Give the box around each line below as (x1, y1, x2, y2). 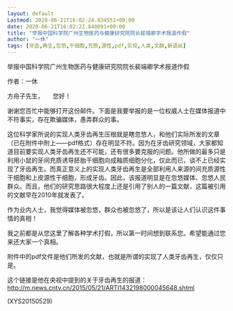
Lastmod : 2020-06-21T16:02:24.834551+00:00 (7, 17, 135, 24)
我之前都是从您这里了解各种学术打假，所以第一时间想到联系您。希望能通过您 (7, 229, 226, 237)
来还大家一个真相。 (7, 237, 62, 246)
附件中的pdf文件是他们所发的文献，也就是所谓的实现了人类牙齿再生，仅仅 (7, 253, 218, 260)
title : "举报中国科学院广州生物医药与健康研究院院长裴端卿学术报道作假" (7, 29, 191, 37)
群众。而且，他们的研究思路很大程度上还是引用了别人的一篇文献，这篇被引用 (7, 182, 226, 190)
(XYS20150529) (7, 297, 53, 305)
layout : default (7, 10, 54, 17)
